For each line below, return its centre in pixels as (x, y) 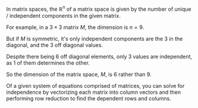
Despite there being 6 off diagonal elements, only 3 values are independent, (99, 56)
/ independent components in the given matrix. (63, 15)
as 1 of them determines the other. (48, 63)
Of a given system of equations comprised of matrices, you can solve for (95, 85)
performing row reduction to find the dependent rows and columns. (89, 98)
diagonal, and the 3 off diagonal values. (54, 45)
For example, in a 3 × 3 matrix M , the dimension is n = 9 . (75, 27)
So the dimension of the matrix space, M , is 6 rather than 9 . (79, 74)
